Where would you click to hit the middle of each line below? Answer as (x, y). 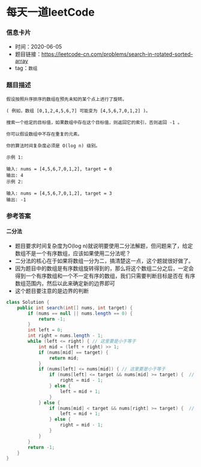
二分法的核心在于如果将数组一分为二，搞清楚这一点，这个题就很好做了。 (104, 261)
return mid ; (64, 358)
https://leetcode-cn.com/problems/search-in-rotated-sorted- (117, 54)
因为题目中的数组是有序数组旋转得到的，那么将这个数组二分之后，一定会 (104, 268)
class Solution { (28, 302)
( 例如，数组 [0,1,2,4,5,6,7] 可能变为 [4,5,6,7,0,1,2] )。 (78, 111)
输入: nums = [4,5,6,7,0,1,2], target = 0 (59, 169)
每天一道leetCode (50, 12)
